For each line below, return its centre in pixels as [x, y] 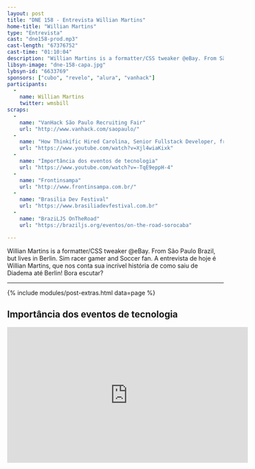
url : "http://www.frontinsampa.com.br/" [78, 187]
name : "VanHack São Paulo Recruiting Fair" [83, 122]
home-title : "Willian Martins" [52, 26]
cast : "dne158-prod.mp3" [43, 39]
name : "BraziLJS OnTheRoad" [59, 219]
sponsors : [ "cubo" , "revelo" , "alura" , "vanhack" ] [81, 78]
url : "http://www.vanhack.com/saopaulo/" [79, 129]
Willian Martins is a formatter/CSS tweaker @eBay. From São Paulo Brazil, [111, 251]
